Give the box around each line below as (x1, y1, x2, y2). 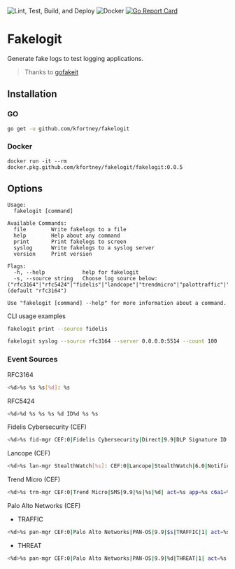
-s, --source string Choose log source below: (13, 275, 158, 282)
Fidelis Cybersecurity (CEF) (7, 423, 87, 431)
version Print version (13, 250, 92, 257)
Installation (7, 88, 57, 100)
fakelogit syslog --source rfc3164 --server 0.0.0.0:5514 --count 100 (7, 338, 218, 345)
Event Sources (7, 355, 58, 364)
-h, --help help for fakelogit (13, 268, 139, 276)
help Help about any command (13, 232, 120, 239)
